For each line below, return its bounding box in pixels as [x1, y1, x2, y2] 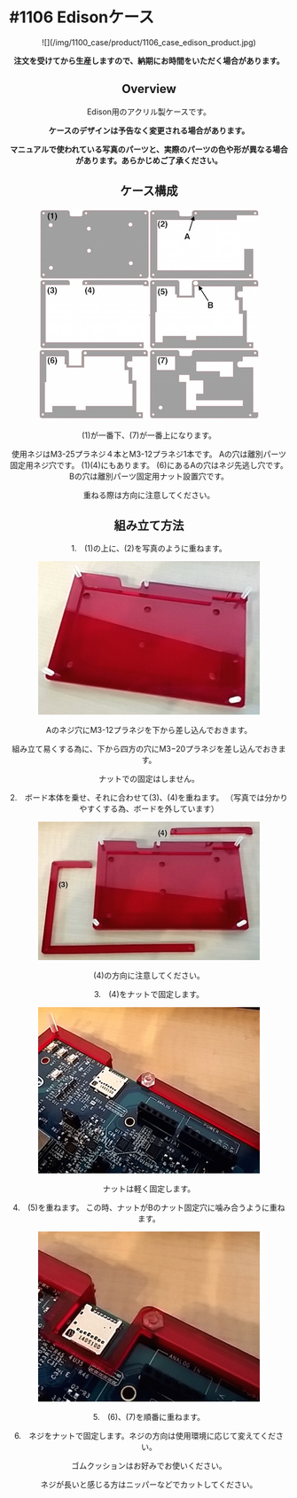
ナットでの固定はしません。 [98, 774, 199, 784]
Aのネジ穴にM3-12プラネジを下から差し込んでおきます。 [45, 725, 253, 736]
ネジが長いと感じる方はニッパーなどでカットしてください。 [40, 1479, 258, 1490]
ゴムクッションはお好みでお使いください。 [71, 1461, 227, 1471]
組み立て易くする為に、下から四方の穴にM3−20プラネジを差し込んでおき [12, 744, 279, 754]
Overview [121, 82, 177, 97]
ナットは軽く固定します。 [102, 1183, 196, 1194]
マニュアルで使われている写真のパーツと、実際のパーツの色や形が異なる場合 [10, 144, 288, 154]
